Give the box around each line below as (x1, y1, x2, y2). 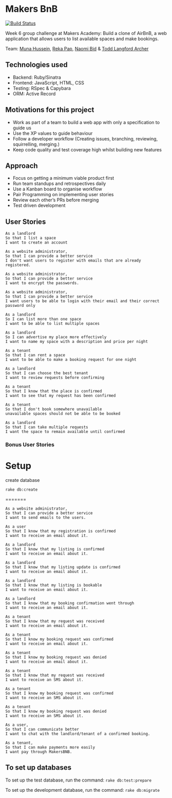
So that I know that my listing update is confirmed (5, 565, 121, 570)
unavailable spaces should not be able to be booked (5, 411, 121, 417)
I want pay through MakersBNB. (5, 750, 72, 755)
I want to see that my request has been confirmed (5, 393, 116, 398)
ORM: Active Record (12, 91, 56, 97)
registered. (5, 263, 31, 268)
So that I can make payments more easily (5, 745, 95, 750)
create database (5, 477, 40, 483)
